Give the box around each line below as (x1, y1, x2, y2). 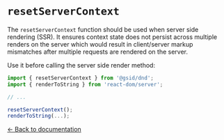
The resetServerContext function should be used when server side (7, 25, 199, 33)
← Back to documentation (7, 125, 81, 134)
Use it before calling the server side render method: (7, 61, 155, 69)
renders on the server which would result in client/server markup (7, 40, 193, 48)
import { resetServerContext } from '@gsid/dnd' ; (7, 75, 154, 81)
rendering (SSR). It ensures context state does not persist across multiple (7, 33, 218, 41)
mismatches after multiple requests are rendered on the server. (7, 47, 189, 56)
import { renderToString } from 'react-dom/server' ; (7, 81, 163, 88)
